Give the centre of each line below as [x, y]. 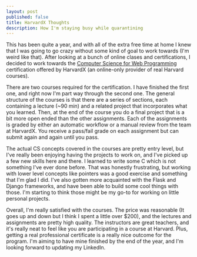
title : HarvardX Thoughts [38, 22]
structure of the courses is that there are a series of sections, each [87, 100]
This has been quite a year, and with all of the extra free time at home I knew [99, 45]
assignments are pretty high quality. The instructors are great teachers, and [98, 223]
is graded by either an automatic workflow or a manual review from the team [98, 125]
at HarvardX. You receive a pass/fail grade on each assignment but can [93, 131]
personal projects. [28, 199]
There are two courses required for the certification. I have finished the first [98, 87]
